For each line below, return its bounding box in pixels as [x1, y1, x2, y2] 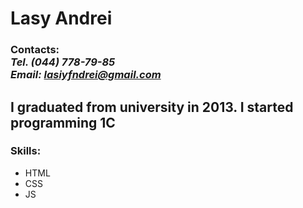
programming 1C [10, 114, 116, 131]
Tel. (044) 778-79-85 [10, 55, 116, 69]
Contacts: [10, 43, 60, 57]
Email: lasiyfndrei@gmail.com [10, 68, 162, 82]
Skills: [10, 144, 42, 158]
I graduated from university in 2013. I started [10, 98, 294, 116]
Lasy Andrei [10, 7, 113, 30]
